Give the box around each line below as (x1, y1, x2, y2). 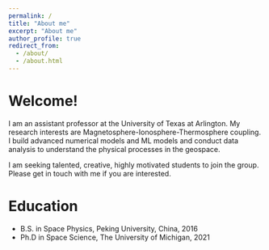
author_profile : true (8, 34, 82, 43)
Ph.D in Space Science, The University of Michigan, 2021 (19, 232, 210, 242)
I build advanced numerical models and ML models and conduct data (8, 135, 239, 146)
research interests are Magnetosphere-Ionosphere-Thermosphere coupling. (8, 127, 261, 137)
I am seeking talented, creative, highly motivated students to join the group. (8, 159, 259, 170)
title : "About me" (8, 19, 70, 28)
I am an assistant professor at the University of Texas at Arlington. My (8, 118, 241, 128)
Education (8, 197, 78, 215)
